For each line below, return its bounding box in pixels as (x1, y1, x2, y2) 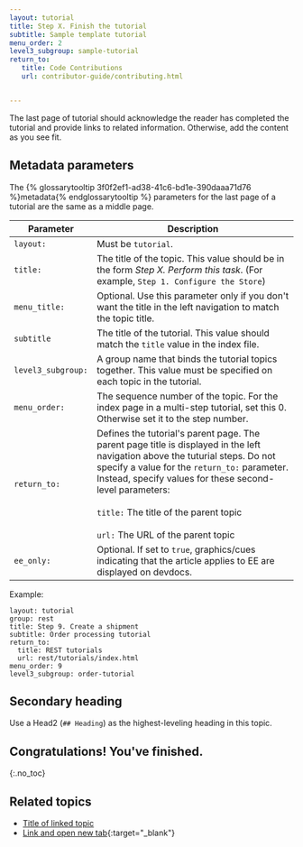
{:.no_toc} (9, 768, 46, 778)
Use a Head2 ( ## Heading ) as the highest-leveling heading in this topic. (9, 718, 272, 729)
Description (167, 222, 219, 235)
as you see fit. (9, 132, 62, 143)
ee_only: (14, 556, 51, 566)
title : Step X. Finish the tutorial (9, 22, 147, 31)
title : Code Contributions (21, 64, 124, 73)
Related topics (9, 794, 92, 809)
